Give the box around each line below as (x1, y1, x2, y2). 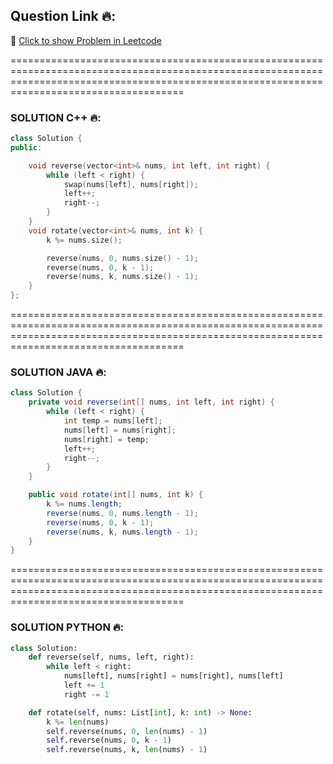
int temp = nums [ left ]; (63, 416, 163, 426)
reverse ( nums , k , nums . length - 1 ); (46, 527, 199, 537)
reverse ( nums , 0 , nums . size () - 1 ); (46, 253, 199, 263)
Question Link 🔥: (10, 8, 117, 25)
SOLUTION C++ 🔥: (10, 110, 102, 124)
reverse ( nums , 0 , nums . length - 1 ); (46, 508, 199, 518)
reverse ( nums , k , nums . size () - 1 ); (46, 272, 199, 282)
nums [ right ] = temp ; (63, 434, 150, 444)
